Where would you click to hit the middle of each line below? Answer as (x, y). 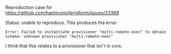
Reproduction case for (29, 7)
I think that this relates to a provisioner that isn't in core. (64, 46)
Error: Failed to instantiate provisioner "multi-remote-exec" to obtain (86, 32)
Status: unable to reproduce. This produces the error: (61, 23)
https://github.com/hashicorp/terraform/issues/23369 (62, 13)
